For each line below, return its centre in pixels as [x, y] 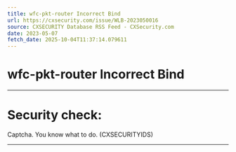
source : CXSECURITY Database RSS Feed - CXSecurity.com [91, 27]
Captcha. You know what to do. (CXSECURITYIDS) [80, 134]
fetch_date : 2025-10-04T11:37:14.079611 [67, 40]
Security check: [55, 115]
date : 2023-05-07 [33, 33]
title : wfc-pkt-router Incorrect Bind [64, 14]
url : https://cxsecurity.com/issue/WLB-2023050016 [83, 20]
